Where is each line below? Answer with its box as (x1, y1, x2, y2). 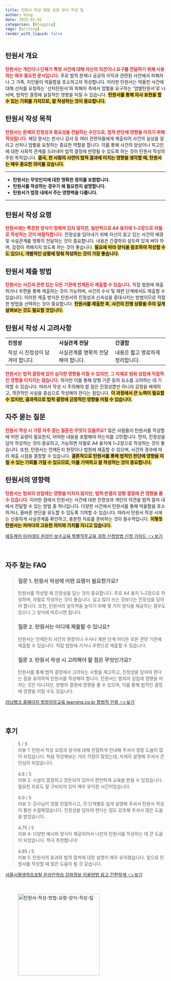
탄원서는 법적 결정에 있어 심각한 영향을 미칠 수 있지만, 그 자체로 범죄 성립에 (5, 371, 151, 377)
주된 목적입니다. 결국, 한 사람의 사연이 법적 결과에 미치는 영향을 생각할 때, (5, 154, 149, 161)
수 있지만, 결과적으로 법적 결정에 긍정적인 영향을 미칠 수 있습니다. (5, 396, 133, 403)
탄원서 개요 (5, 52, 38, 60)
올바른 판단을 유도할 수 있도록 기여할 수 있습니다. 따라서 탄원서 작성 (20, 509, 153, 516)
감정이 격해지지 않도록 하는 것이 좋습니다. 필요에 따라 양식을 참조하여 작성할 (12, 244, 160, 251)
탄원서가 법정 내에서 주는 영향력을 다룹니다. (12, 189, 98, 195)
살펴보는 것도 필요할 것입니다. (5, 307, 64, 314)
